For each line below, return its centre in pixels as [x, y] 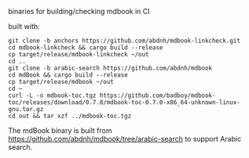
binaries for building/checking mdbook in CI [79, 11]
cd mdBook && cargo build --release [68, 75]
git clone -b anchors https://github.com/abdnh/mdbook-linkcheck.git [124, 41]
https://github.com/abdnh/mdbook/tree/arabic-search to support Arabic [125, 139]
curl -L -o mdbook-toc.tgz [52, 95]
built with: [24, 26]
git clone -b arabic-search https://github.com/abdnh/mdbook [110, 68]
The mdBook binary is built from [60, 131]
